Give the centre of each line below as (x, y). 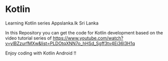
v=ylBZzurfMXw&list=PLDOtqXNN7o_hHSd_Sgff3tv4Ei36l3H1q (70, 43)
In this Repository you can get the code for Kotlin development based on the (84, 32)
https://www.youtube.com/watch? (88, 38)
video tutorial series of (28, 38)
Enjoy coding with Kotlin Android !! (41, 53)
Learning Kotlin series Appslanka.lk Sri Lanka (52, 23)
